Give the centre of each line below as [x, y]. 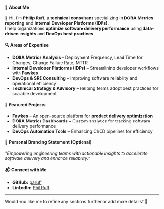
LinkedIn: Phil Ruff [31, 188]
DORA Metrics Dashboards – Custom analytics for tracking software [81, 121]
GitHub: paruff [27, 182]
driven [12, 34]
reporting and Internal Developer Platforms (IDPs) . [57, 23]
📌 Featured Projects [25, 105]
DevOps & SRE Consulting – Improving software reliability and [75, 78]
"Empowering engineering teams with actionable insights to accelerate [76, 153]
